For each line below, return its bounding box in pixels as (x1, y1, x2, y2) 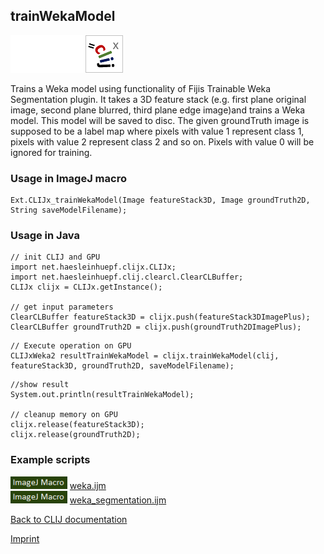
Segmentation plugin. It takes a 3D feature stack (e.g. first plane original (10, 93, 307, 105)
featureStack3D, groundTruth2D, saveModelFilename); (10, 361, 235, 371)
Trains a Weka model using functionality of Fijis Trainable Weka (10, 82, 272, 94)
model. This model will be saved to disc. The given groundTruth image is (10, 114, 310, 126)
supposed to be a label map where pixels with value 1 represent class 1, (10, 125, 305, 137)
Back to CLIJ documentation (10, 513, 128, 525)
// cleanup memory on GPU (10, 410, 118, 420)
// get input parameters (10, 302, 114, 313)
